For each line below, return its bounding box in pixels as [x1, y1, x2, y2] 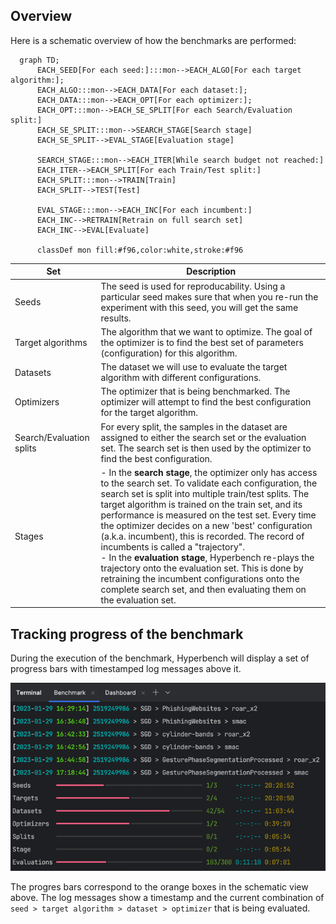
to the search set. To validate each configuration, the [100, 477, 318, 489]
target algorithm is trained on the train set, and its [100, 498, 303, 510]
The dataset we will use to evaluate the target [100, 361, 288, 373]
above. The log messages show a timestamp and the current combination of [10, 891, 325, 903]
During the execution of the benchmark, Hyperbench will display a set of [10, 652, 310, 664]
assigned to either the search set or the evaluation [100, 431, 307, 443]
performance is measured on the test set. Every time [100, 509, 317, 521]
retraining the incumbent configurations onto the [100, 572, 300, 584]
